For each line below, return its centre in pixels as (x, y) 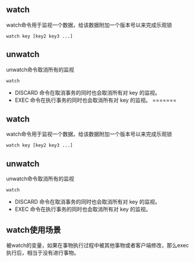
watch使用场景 (34, 230)
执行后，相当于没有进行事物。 (43, 253)
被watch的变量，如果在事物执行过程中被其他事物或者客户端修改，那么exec (97, 245)
